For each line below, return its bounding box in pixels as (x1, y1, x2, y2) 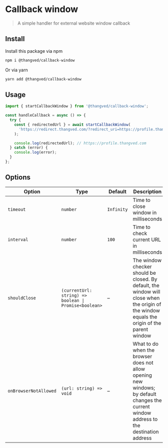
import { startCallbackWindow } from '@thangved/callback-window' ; (5, 104, 149, 109)
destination (132, 428, 159, 435)
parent (132, 325, 148, 332)
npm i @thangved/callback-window (5, 58, 75, 63)
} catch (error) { (9, 145, 48, 150)
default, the (132, 282, 160, 289)
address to (132, 415, 158, 422)
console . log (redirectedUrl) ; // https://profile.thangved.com (14, 141, 146, 146)
